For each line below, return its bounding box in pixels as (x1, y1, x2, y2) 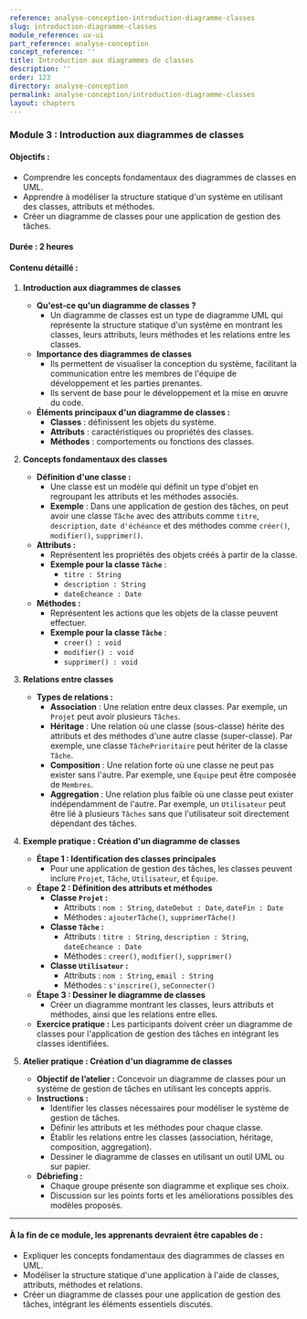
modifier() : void (63, 649, 134, 658)
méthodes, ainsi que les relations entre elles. (49, 1009, 218, 1020)
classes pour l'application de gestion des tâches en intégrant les (36, 1028, 280, 1039)
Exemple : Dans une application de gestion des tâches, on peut (49, 500, 290, 512)
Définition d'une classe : (36, 472, 132, 483)
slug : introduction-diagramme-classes (9, 22, 157, 31)
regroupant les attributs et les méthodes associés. (49, 491, 239, 502)
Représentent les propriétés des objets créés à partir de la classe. (49, 550, 298, 561)
